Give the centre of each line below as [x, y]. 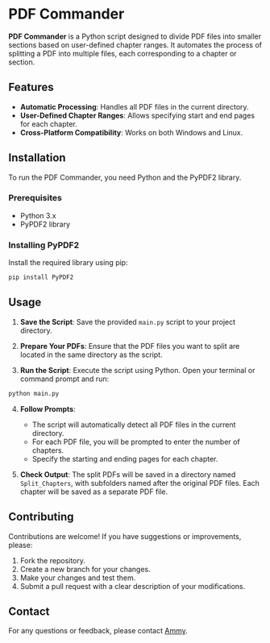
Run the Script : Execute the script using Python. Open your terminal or [137, 370]
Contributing [41, 517]
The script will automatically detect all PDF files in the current [134, 425]
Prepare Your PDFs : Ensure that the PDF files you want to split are [130, 346]
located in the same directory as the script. [91, 355]
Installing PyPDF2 [44, 245]
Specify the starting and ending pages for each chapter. [125, 458]
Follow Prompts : [48, 409]
